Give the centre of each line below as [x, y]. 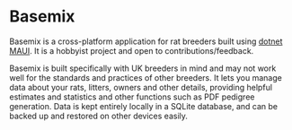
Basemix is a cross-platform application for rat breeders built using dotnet [146, 41]
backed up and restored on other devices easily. [99, 116]
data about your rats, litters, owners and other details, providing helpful [141, 87]
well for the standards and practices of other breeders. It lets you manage [146, 77]
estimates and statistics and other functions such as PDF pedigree [132, 97]
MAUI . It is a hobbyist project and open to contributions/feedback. [132, 50]
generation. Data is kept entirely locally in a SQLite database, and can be [144, 106]
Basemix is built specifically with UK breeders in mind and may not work [143, 68]
